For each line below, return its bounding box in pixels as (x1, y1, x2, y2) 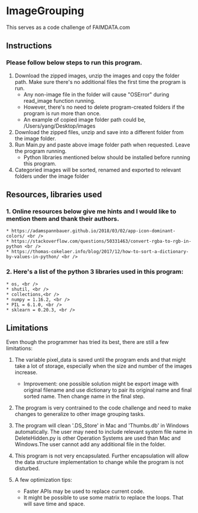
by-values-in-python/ (6, 254, 60, 260)
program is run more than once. (23, 109, 101, 116)
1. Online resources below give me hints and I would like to (6, 207, 176, 215)
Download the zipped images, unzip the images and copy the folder (14, 72, 180, 79)
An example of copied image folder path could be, (23, 116, 146, 123)
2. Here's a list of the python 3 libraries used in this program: (6, 268, 184, 276)
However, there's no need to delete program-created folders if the (23, 103, 185, 111)
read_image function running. (23, 97, 96, 104)
